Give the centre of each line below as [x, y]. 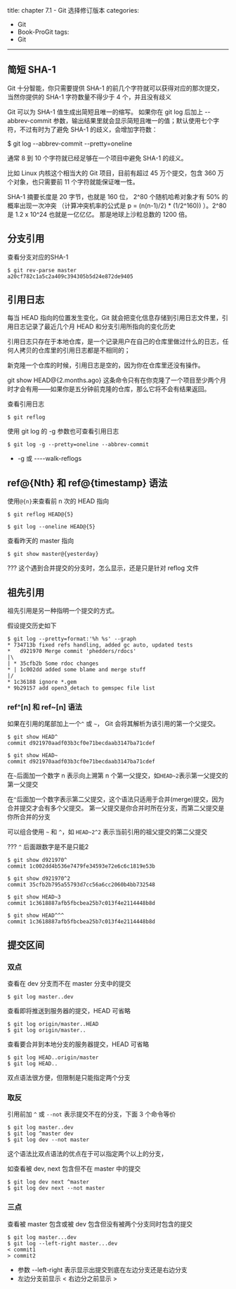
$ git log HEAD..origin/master [53, 1058]
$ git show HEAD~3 [34, 897]
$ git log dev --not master [48, 1140]
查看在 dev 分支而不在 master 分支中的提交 [69, 984]
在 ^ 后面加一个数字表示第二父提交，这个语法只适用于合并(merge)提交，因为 [116, 799]
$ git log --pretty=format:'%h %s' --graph [72, 639]
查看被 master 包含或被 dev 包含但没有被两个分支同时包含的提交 [100, 1224]
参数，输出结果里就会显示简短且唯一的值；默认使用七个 [133, 120]
